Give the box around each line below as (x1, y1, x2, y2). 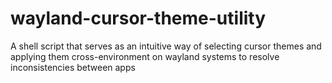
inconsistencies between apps (10, 61, 136, 73)
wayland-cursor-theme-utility (10, 7, 267, 30)
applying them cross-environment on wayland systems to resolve (10, 50, 280, 62)
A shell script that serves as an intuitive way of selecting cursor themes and (10, 40, 322, 52)
